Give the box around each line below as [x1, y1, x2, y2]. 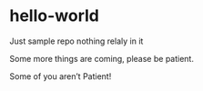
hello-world [9, 5, 100, 26]
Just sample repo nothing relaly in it [9, 35, 144, 46]
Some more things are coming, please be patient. [9, 53, 194, 64]
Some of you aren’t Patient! [9, 70, 112, 82]
